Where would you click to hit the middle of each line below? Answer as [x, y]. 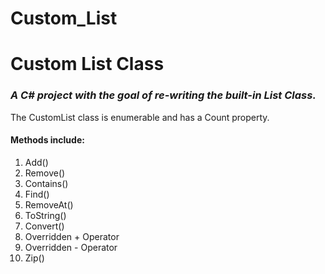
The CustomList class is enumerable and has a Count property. [140, 117]
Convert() [44, 226]
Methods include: [47, 140]
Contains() [46, 183]
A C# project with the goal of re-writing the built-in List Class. [163, 95]
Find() [37, 194]
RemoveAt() [49, 204]
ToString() [45, 215]
